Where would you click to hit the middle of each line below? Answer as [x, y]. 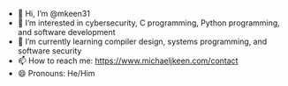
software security [49, 51]
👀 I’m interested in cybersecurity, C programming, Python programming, [148, 23]
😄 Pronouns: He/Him [56, 73]
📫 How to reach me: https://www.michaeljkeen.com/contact [128, 61]
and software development [67, 32]
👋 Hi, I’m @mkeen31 [54, 14]
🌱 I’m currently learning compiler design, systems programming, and [142, 41]
